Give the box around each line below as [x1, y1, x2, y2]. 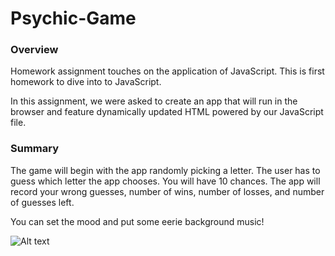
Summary [10, 142, 60, 156]
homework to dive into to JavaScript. [10, 76, 162, 88]
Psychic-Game [10, 7, 137, 30]
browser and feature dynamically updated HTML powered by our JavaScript [10, 106, 324, 118]
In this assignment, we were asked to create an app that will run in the [10, 95, 298, 107]
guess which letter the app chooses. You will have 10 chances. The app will [10, 175, 321, 187]
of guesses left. [10, 196, 75, 208]
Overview [10, 43, 59, 57]
